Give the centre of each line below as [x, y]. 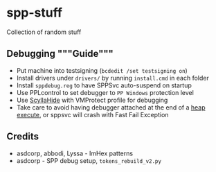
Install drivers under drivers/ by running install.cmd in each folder [112, 78]
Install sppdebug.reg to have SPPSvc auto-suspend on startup [104, 85]
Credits [23, 137]
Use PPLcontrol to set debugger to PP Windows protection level [105, 92]
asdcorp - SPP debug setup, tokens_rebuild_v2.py [89, 160]
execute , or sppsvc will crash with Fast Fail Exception [92, 114]
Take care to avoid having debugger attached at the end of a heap [111, 107]
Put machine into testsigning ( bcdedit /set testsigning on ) [102, 70]
